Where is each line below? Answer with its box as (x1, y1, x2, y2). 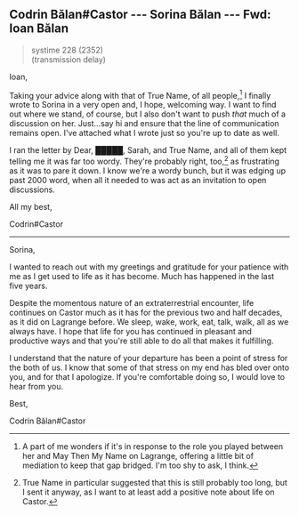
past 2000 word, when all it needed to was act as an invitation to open (9, 175, 267, 186)
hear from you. (9, 382, 64, 392)
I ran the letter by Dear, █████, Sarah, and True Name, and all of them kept (9, 145, 287, 156)
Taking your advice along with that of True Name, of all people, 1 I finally (9, 88, 271, 101)
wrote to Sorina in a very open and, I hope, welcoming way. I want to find (9, 100, 277, 110)
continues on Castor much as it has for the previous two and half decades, (9, 307, 283, 318)
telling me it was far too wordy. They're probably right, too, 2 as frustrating (9, 155, 280, 167)
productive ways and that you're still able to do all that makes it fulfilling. (9, 335, 274, 346)
